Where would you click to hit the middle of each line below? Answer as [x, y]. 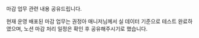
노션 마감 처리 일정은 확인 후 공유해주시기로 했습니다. [86, 29]
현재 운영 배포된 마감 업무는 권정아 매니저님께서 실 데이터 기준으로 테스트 [91, 21]
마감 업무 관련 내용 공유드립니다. [44, 9]
